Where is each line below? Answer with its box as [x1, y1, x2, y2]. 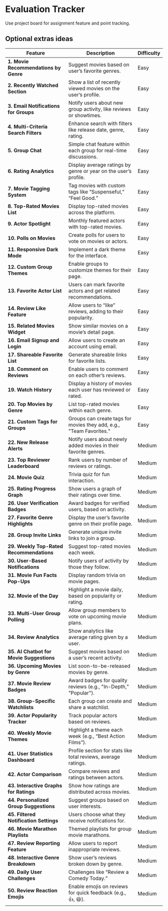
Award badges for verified [68, 500, 130, 507]
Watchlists [7, 704, 34, 711]
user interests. [68, 803, 102, 810]
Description [86, 49, 115, 56]
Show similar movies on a [68, 322, 128, 329]
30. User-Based [7, 557, 47, 564]
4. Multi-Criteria [7, 123, 48, 130]
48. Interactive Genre [7, 854, 59, 861]
